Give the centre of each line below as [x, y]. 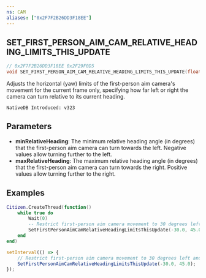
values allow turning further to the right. [65, 174]
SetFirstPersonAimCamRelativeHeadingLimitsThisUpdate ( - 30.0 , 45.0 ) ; [107, 264]
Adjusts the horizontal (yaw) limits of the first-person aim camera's [91, 84]
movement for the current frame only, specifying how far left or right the [97, 90]
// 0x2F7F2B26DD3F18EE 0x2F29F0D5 [51, 66]
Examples [25, 193]
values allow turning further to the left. [63, 154]
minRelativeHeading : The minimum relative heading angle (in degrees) [105, 141]
